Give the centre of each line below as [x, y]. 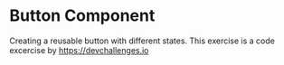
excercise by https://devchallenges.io [79, 50]
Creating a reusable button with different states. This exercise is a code [142, 41]
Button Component [82, 16]
